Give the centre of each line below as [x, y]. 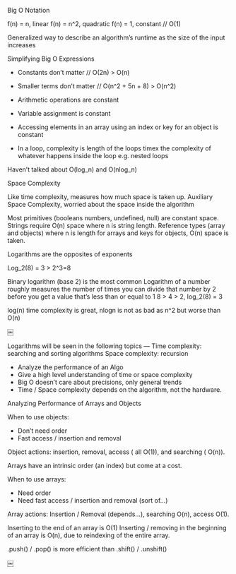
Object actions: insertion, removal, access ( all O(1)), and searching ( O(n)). [116, 452]
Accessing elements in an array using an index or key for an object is [118, 127]
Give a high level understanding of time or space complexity [105, 375]
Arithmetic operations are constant [68, 100]
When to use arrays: [37, 479]
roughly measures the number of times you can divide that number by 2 [112, 289]
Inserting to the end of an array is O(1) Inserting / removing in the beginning [117, 528]
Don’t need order [42, 431]
